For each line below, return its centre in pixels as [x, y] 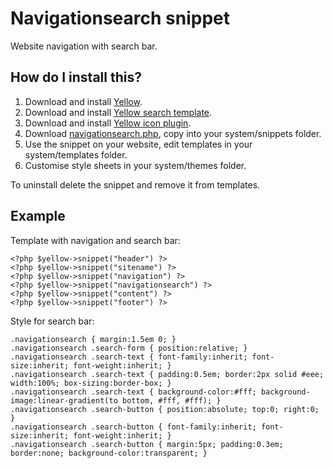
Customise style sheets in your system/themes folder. [135, 165]
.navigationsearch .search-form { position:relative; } [129, 348]
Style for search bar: [52, 321]
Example [38, 216]
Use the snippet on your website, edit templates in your [138, 144]
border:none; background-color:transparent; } [109, 453]
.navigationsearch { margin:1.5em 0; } [93, 339]
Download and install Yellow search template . [118, 112]
